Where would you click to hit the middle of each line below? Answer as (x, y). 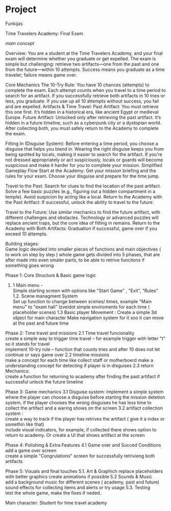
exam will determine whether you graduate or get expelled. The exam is (81, 58)
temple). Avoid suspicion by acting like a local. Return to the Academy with (84, 197)
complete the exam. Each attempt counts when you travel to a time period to (86, 90)
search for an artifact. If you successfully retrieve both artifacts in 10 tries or (85, 95)
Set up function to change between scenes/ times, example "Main (82, 301)
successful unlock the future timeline (44, 382)
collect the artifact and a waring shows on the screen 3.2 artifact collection (84, 408)
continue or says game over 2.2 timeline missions (57, 355)
